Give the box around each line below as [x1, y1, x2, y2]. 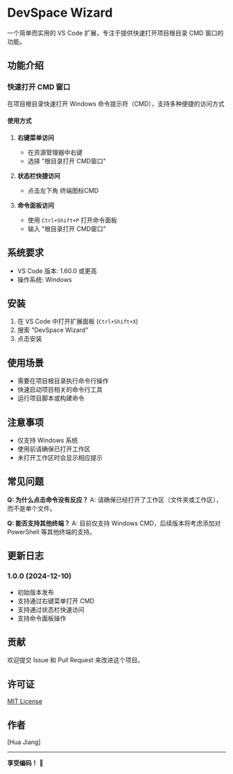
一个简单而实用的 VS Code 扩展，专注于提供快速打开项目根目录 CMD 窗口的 [7, 28, 224, 37]
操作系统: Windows [17, 275, 72, 283]
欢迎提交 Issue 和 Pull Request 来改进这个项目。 [7, 656, 144, 664]
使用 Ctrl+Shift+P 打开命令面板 [27, 215, 118, 224]
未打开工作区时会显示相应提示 [17, 454, 103, 462]
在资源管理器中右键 [27, 148, 83, 156]
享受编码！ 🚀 [7, 759, 44, 767]
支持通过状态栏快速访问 [17, 605, 85, 614]
